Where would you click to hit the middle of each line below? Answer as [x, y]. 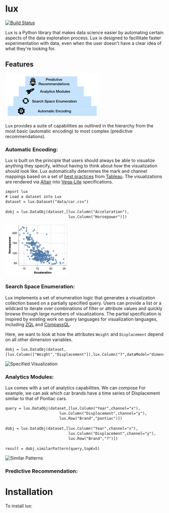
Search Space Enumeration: [40, 287]
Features [19, 64]
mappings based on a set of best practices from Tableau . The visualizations [84, 176]
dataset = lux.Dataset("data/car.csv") [47, 202]
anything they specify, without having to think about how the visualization [81, 166]
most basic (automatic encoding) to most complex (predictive [69, 131]
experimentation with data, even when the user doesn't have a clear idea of [83, 43]
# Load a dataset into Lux [33, 197]
